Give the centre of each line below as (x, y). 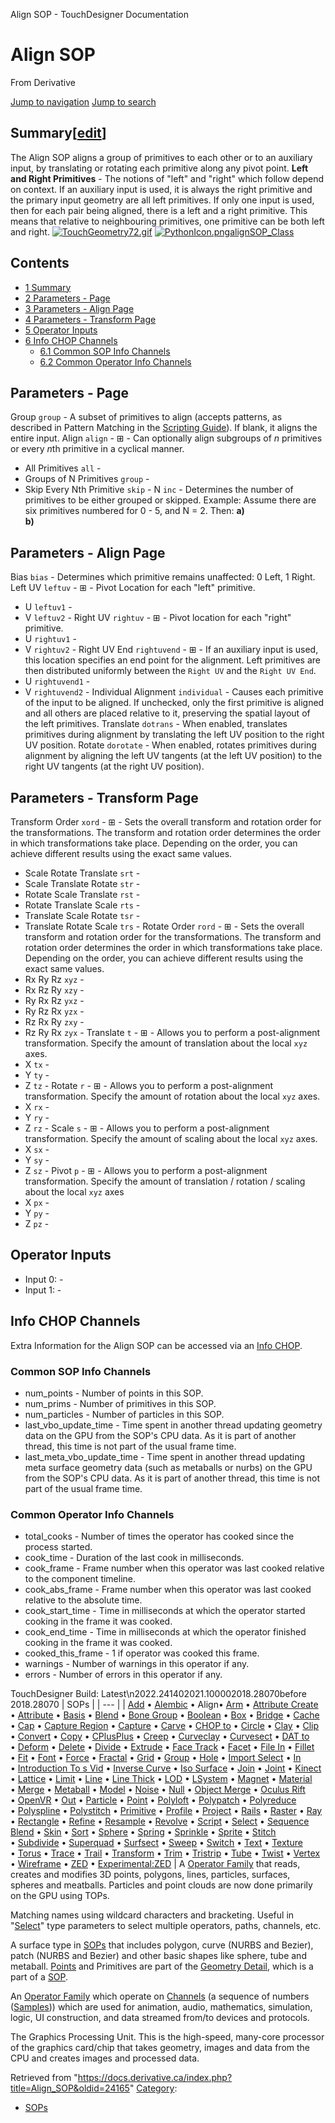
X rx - (37, 1107)
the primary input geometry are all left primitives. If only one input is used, (162, 200)
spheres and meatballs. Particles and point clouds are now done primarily (161, 1885)
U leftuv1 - (48, 607)
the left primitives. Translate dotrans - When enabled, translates (156, 724)
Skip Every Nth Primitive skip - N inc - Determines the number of (159, 490)
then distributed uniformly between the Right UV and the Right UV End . (170, 671)
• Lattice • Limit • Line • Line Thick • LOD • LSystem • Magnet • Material (161, 1779)
